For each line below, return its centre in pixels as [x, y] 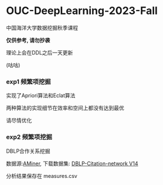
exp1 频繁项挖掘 [28, 81]
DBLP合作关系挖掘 [28, 151]
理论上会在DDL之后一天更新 [40, 52]
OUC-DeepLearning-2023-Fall [82, 11]
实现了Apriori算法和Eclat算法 [41, 95]
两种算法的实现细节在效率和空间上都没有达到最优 [65, 108]
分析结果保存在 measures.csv [42, 176]
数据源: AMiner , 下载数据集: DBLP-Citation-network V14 [72, 163]
